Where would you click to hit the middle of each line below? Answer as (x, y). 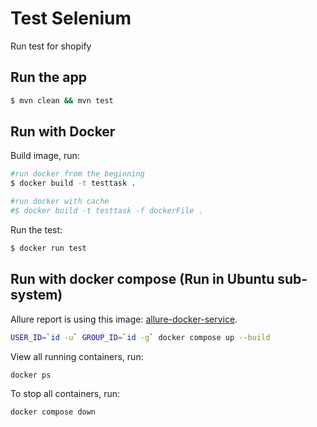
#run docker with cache (60, 202)
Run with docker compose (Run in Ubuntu (142, 279)
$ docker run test (48, 248)
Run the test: (36, 229)
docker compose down (53, 412)
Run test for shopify (51, 46)
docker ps (31, 375)
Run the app (48, 77)
